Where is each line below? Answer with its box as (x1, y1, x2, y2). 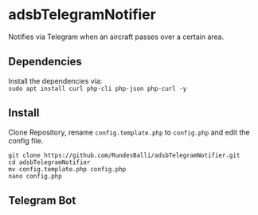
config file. (8, 135, 44, 145)
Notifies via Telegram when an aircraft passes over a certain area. (8, 32, 225, 41)
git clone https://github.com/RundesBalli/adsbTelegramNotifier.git (8, 151, 240, 159)
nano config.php (8, 172, 62, 180)
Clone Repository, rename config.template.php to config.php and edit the (8, 127, 250, 137)
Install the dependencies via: (8, 76, 103, 85)
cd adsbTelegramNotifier (8, 158, 91, 166)
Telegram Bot (8, 193, 76, 207)
